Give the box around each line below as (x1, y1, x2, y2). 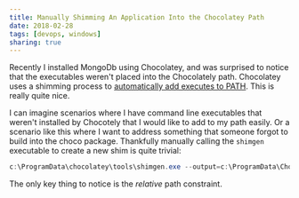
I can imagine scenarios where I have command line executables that (9, 107, 263, 118)
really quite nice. (9, 91, 70, 101)
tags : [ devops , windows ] (9, 29, 101, 38)
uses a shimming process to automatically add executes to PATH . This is (9, 81, 274, 91)
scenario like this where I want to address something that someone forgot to (9, 126, 289, 138)
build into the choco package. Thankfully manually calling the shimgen (9, 136, 264, 147)
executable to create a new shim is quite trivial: (9, 146, 182, 156)
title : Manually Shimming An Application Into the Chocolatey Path (9, 12, 265, 22)
